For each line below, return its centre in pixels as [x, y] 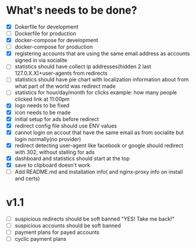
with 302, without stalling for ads [55, 152]
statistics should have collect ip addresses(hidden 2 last [83, 66]
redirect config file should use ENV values [66, 126]
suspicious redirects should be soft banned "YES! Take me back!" [94, 219]
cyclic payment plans [40, 239]
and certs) [27, 178]
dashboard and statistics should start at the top [72, 158]
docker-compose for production [54, 47]
